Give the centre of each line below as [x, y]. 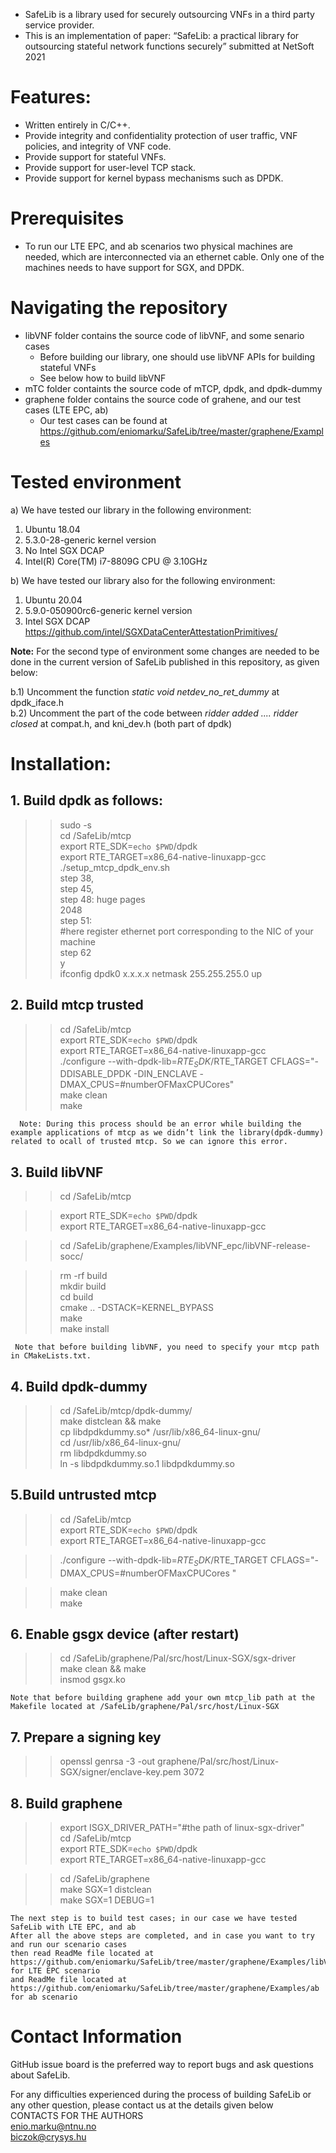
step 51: [76, 920]
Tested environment [96, 482]
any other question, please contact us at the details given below [142, 2105]
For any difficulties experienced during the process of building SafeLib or [161, 2094]
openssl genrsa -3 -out [107, 1761]
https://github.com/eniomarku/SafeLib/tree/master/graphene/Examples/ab [165, 1989]
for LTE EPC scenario [55, 1971]
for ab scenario [44, 1997]
